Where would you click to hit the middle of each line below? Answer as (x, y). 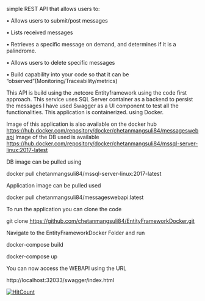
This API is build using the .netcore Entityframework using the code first (97, 93)
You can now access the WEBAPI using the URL (67, 268)
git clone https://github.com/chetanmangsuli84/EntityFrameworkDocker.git (101, 221)
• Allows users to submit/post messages (57, 20)
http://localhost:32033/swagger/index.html (60, 280)
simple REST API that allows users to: (53, 9)
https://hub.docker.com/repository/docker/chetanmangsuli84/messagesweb (103, 130)
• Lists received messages (40, 32)
